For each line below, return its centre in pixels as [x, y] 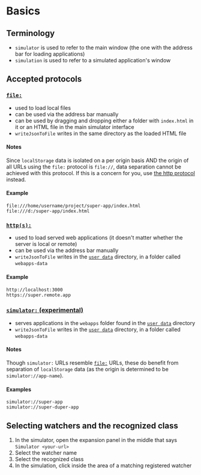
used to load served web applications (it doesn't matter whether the [99, 237]
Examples [19, 389]
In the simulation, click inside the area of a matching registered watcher [103, 465]
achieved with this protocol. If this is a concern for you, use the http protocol [100, 173]
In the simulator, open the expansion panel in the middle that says [96, 440]
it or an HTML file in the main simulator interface [75, 127]
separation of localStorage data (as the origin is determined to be [88, 369]
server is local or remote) [46, 244]
